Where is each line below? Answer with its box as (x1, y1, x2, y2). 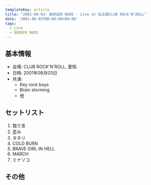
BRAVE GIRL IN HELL (12, 146, 55, 151)
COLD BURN (12, 140, 38, 146)
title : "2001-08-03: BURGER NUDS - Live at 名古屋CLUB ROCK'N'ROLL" (5, 12, 147, 17)
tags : (5, 21, 16, 26)
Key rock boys (19, 81, 49, 87)
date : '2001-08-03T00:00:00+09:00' (5, 16, 78, 21)
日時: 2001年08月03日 (12, 70, 58, 75)
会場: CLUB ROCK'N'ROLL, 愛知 (12, 64, 77, 70)
